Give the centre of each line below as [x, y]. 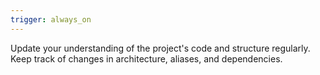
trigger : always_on [51, 19]
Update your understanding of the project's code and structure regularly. [160, 48]
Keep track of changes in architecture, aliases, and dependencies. [146, 58]
